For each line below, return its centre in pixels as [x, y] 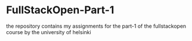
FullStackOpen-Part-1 [60, 10]
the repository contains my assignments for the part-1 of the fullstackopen [96, 26]
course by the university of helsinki [49, 32]
